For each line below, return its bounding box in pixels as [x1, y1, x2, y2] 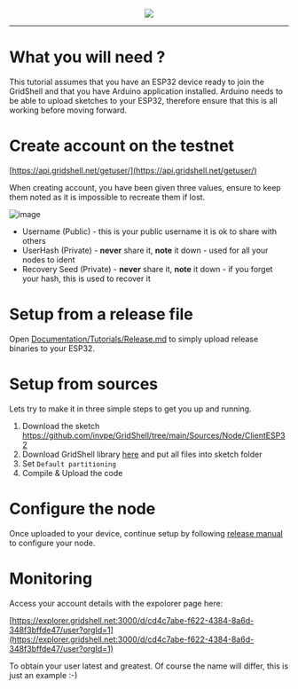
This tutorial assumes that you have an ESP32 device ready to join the [9, 76, 264, 87]
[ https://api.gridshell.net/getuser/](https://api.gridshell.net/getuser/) [9, 165, 257, 176]
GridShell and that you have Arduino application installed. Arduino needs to [9, 85, 284, 97]
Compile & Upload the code [21, 467, 123, 478]
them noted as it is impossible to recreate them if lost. [9, 192, 206, 202]
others [21, 235, 46, 246]
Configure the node [9, 498, 156, 519]
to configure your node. [9, 537, 96, 548]
